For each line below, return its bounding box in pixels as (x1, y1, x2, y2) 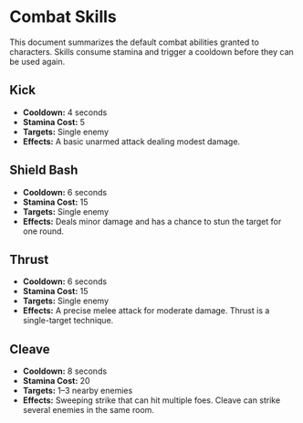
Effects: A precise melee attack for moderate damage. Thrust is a (22, 305, 270, 316)
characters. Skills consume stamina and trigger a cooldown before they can (9, 46, 294, 57)
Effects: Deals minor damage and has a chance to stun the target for (22, 216, 282, 227)
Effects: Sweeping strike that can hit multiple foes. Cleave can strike (22, 395, 281, 406)
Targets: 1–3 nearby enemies (22, 386, 133, 397)
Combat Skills (9, 6, 117, 27)
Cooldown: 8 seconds (22, 365, 108, 376)
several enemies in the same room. (22, 405, 155, 416)
